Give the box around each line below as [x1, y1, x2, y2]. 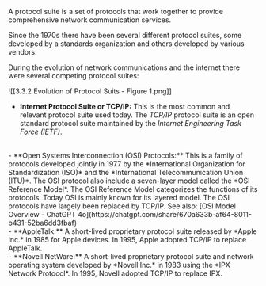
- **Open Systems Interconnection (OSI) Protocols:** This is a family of [8, 151, 243, 160]
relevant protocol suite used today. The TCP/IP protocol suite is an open [19, 110, 255, 120]
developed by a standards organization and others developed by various [8, 39, 245, 48]
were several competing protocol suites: [8, 71, 139, 80]
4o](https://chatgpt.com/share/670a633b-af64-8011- [78, 210, 252, 219]
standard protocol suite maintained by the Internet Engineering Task [19, 119, 242, 128]
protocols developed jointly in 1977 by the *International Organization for [8, 159, 245, 169]
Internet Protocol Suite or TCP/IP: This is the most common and [19, 102, 230, 111]
